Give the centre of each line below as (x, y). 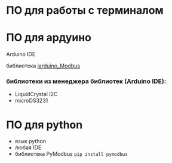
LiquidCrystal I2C (36, 94)
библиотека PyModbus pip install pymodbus (71, 154)
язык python (30, 142)
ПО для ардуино (49, 38)
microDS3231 (31, 101)
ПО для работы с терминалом (85, 10)
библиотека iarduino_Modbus (43, 66)
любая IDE (28, 147)
